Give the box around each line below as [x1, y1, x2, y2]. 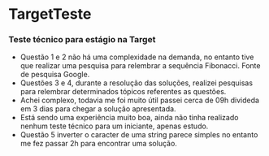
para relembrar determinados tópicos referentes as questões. [20, 87, 227, 97]
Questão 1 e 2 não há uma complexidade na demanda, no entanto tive [20, 52, 254, 62]
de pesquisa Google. [20, 70, 90, 80]
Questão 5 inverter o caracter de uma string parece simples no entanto [20, 130, 258, 140]
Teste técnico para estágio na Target [8, 34, 156, 45]
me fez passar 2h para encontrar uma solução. [20, 139, 177, 149]
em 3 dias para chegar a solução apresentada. [20, 104, 176, 114]
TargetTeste [8, 5, 92, 24]
